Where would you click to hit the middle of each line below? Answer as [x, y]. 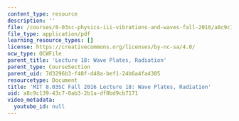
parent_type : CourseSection [49, 67]
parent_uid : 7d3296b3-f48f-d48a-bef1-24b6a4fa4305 [84, 73]
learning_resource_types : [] [51, 41]
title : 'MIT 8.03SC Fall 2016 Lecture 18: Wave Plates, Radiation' [110, 87]
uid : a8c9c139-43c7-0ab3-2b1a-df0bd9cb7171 [73, 93]
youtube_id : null [39, 107]
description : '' [31, 21]
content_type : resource [43, 14]
